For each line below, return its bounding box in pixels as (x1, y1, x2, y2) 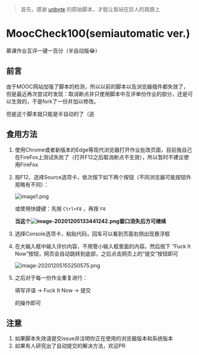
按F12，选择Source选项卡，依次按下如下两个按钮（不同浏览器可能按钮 (14, 173, 187, 180)
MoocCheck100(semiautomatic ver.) (6, 27, 191, 40)
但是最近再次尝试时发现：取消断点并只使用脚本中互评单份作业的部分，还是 (6, 90, 188, 97)
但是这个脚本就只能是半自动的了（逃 (6, 110, 95, 117)
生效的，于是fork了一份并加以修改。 (11, 98, 99, 105)
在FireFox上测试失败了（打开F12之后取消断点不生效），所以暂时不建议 (14, 153, 184, 160)
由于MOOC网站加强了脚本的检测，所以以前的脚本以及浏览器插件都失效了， (6, 83, 189, 90)
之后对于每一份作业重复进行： (14, 274, 88, 281)
